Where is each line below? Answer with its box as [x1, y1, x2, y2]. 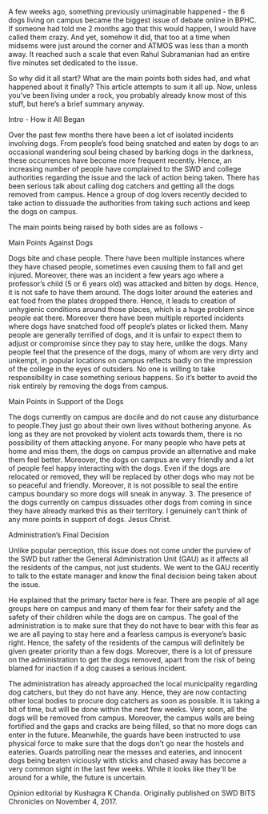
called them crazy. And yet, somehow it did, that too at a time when [8, 32, 230, 42]
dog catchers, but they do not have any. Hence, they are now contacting [8, 687, 247, 697]
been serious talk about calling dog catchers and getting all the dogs [8, 181, 234, 191]
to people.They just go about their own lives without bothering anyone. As [8, 421, 252, 430]
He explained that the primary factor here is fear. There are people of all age [8, 595, 260, 605]
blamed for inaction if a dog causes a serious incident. [8, 663, 187, 673]
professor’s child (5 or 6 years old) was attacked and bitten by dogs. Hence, [8, 279, 259, 288]
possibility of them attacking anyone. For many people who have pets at [8, 438, 246, 447]
